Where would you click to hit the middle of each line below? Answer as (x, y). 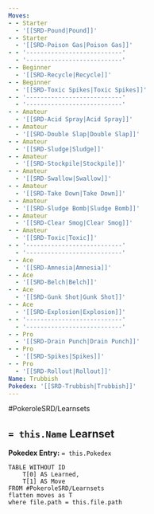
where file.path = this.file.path (65, 503)
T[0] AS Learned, (51, 475)
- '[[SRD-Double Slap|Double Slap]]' (78, 134)
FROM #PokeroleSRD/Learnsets (56, 488)
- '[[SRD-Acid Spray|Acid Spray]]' (74, 120)
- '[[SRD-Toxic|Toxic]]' (56, 238)
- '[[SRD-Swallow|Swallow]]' (64, 179)
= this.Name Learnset (62, 434)
